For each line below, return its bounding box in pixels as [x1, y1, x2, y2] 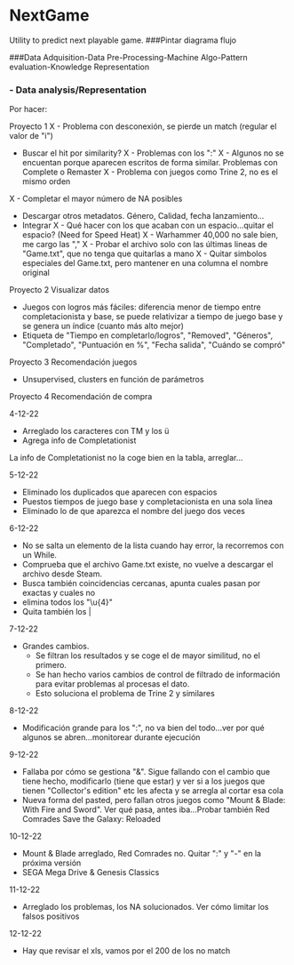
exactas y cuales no [21, 588, 96, 599]
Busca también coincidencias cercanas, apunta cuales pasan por [21, 578, 261, 589]
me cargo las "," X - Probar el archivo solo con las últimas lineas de [21, 239, 268, 250]
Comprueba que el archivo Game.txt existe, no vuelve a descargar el [21, 559, 274, 570]
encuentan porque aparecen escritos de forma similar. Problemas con [21, 157, 278, 168]
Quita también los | [21, 607, 91, 617]
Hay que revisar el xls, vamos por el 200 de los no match [21, 945, 231, 956]
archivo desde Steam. [21, 568, 102, 579]
